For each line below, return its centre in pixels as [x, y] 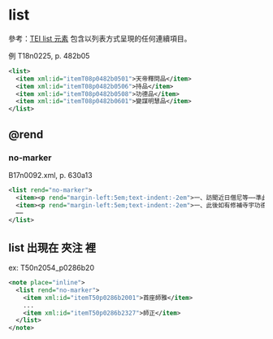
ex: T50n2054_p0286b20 [52, 268]
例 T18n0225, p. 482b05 [49, 55]
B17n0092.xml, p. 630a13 [50, 175]
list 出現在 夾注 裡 [52, 248]
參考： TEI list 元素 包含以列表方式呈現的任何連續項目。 [100, 38]
